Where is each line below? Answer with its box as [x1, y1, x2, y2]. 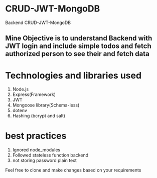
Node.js [12, 86, 29, 92]
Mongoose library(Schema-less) [12, 102, 80, 108]
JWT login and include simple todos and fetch [5, 42, 151, 50]
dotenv [12, 107, 28, 113]
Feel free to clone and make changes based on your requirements [5, 167, 141, 173]
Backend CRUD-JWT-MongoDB [5, 19, 71, 25]
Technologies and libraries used [5, 69, 142, 81]
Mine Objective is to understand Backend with [5, 34, 152, 42]
